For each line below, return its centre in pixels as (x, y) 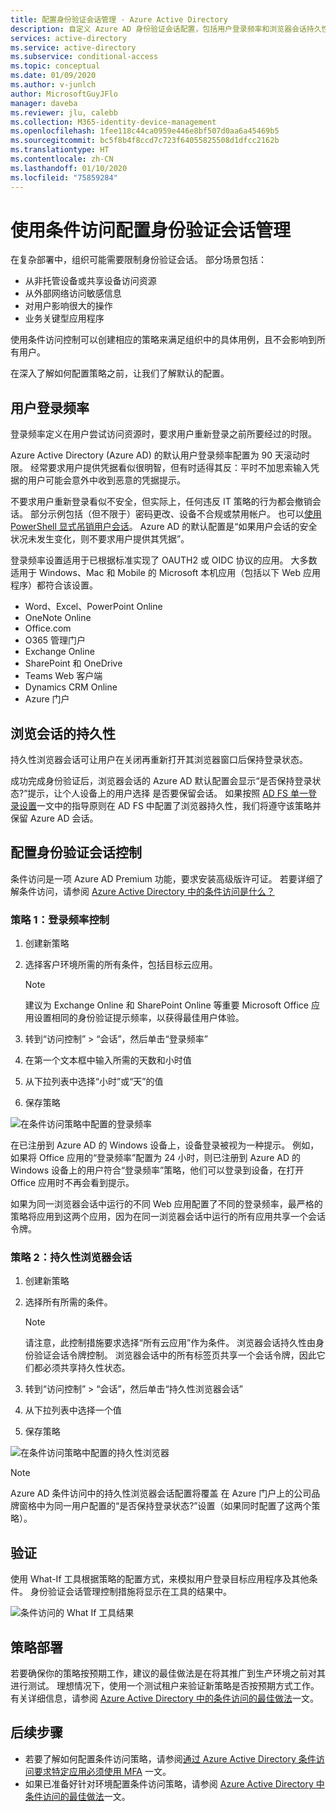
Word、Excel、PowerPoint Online (93, 607)
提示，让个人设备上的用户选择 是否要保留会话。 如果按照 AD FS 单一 (168, 793)
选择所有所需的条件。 (68, 1302)
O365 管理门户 (55, 640)
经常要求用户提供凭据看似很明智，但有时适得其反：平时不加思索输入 (170, 468)
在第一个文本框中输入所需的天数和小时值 (108, 1060)
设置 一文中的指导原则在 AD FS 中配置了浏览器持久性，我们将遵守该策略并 (170, 806)
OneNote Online (58, 618)
